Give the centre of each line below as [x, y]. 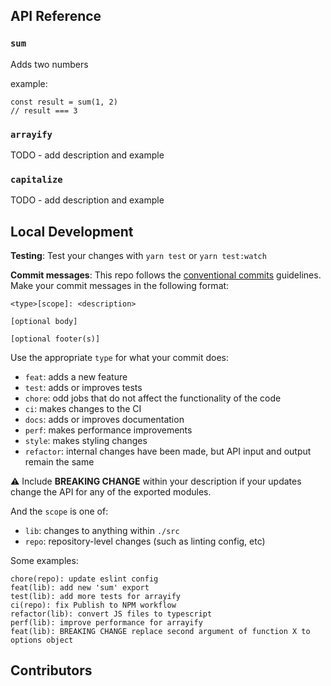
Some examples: [44, 561]
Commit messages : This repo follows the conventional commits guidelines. [166, 275]
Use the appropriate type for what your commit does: [119, 358]
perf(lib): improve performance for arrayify [106, 623]
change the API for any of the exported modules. [111, 492]
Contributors [51, 670]
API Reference [56, 16]
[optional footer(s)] [55, 339]
